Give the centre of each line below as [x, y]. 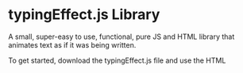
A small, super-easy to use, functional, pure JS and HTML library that [121, 36]
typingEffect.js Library [84, 15]
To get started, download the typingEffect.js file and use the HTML [117, 60]
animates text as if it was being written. [72, 44]
